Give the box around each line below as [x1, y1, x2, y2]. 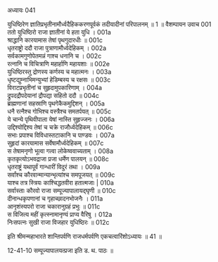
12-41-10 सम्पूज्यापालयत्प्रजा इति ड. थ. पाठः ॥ [7, 247, 114, 254]
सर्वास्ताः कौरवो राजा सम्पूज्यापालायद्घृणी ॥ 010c [7, 187, 116, 194]
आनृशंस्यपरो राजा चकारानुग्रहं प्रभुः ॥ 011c [7, 202, 101, 211]
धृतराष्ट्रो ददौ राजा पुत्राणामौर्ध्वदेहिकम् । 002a [7, 44, 107, 52]
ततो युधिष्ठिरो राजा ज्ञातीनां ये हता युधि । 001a [7, 28, 111, 36]
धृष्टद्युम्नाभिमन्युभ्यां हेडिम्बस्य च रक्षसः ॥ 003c [7, 75, 111, 84]
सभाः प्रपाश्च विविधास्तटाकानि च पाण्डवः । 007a [7, 131, 115, 139]
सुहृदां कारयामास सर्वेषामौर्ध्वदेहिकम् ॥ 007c [7, 139, 104, 147]
